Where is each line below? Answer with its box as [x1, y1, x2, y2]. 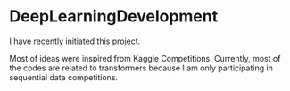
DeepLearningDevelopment [9, 6, 219, 27]
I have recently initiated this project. [9, 36, 141, 46]
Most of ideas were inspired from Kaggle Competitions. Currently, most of [9, 53, 281, 63]
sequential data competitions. [9, 71, 119, 82]
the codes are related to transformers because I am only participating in [9, 62, 274, 73]
